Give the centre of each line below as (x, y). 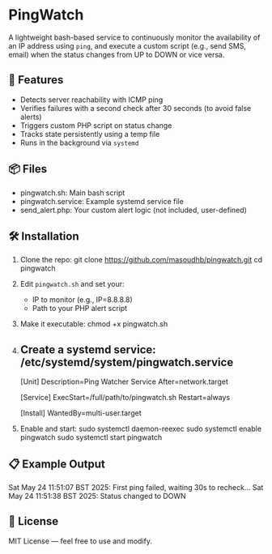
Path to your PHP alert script (80, 309)
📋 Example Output (57, 464)
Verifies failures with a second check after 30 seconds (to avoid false (136, 108)
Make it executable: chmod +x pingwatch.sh (94, 324)
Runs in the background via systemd (79, 143)
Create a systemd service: (88, 349)
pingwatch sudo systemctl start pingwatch (91, 437)
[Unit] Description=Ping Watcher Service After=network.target (124, 381)
